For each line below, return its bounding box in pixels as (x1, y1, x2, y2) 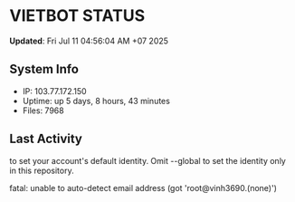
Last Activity (9, 131, 83, 147)
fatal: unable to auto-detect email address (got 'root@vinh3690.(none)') (9, 182, 278, 193)
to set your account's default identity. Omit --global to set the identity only (9, 155, 287, 166)
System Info (9, 62, 80, 77)
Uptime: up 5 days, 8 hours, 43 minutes (22, 95, 170, 106)
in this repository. (9, 165, 74, 176)
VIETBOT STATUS (9, 5, 146, 26)
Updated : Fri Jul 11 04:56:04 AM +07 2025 (9, 35, 169, 46)
